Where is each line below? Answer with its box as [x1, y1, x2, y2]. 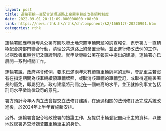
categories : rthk [5, 26, 41, 31]
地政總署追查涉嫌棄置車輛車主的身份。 [5, 121, 83, 127]
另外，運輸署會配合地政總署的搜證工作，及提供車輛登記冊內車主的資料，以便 [5, 115, 161, 121]
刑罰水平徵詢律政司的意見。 [5, 87, 62, 93]
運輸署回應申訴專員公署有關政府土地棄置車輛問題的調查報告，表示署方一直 [5, 40, 157, 46]
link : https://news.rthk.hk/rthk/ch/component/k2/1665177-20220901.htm [5, 21, 156, 26]
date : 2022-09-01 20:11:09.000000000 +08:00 [5, 16, 98, 21]
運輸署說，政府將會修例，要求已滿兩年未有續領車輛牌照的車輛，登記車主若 [5, 69, 157, 75]
